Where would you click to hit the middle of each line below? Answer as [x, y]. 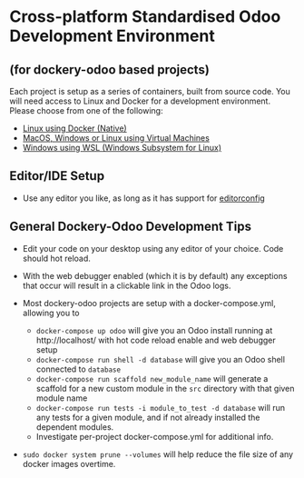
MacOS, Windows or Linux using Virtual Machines [116, 138]
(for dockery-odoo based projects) [110, 70]
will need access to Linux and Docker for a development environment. [140, 101]
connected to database [78, 369]
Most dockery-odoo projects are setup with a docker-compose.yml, [149, 303]
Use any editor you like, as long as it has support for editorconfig [143, 198]
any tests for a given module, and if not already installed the [148, 417]
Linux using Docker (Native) [74, 128]
